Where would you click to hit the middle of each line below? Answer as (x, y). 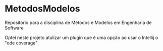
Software (14, 27)
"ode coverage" (21, 42)
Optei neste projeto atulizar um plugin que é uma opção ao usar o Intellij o (82, 37)
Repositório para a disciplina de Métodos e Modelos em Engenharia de (78, 22)
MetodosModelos (42, 9)
